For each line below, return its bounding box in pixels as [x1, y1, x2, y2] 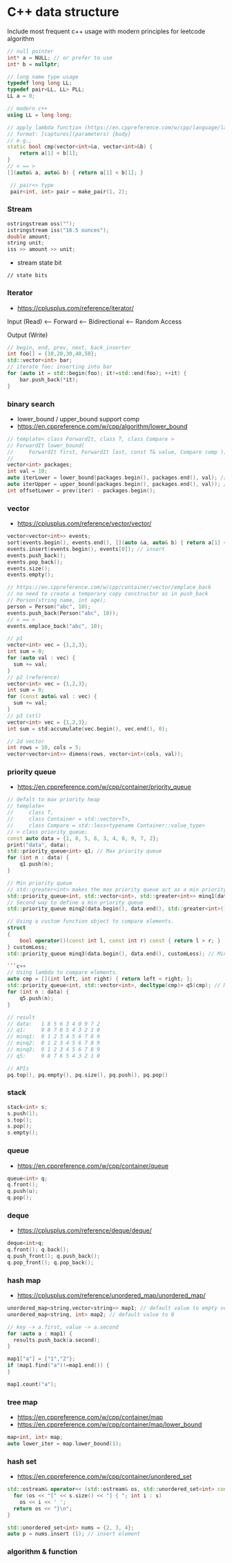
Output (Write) [7, 331, 48, 339]
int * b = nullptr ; [7, 60, 60, 68]
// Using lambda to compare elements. [7, 969, 119, 976]
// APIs [7, 1065, 30, 1072]
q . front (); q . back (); [7, 1246, 70, 1253]
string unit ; [7, 240, 45, 247]
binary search [7, 399, 55, 409]
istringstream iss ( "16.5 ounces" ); [7, 227, 110, 234]
